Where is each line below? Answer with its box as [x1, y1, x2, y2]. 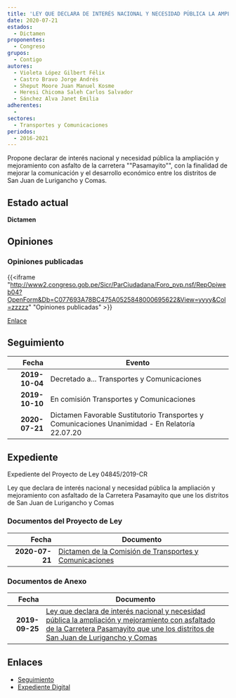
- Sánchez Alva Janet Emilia [13, 96, 99, 103]
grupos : [7, 50, 30, 57]
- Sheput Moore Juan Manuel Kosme [13, 82, 114, 89]
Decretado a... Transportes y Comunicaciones [50, 374, 202, 383]
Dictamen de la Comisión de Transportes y [58, 546, 199, 556]
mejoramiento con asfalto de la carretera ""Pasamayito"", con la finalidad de [7, 161, 228, 170]
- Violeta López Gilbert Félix [13, 69, 105, 76]
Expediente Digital [17, 683, 70, 691]
